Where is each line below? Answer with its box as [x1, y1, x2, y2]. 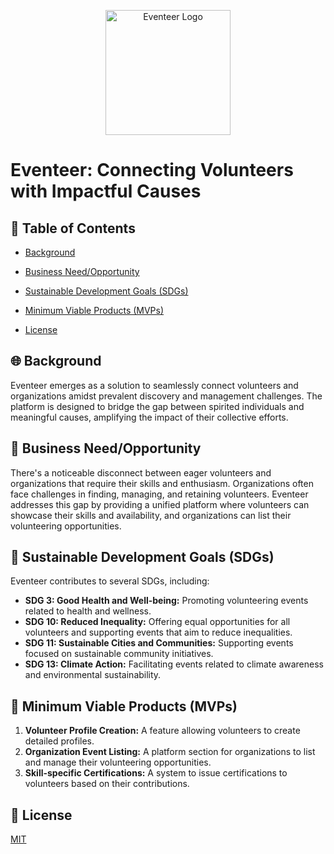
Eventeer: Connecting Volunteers [10, 159, 294, 182]
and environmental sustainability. [24, 669, 162, 681]
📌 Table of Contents [10, 220, 136, 237]
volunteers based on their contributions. [24, 778, 190, 790]
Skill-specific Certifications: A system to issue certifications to [24, 767, 288, 779]
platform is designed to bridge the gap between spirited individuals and [10, 400, 305, 412]
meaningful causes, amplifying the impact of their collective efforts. [10, 411, 289, 423]
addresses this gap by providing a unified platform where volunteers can [10, 498, 310, 510]
